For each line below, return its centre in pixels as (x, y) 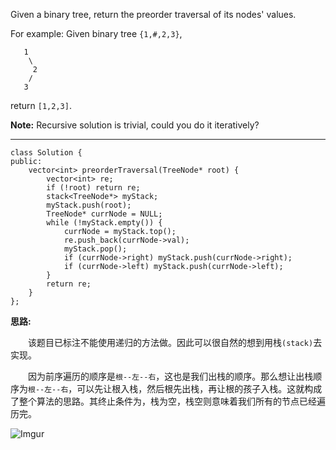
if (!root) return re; (93, 188)
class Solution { (46, 153)
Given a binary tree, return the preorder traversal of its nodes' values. (153, 14)
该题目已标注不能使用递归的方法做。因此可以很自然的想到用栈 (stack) (170, 342)
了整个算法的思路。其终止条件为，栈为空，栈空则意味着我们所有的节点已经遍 (168, 401)
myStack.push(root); (89, 205)
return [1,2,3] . (41, 105)
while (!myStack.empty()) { (104, 223)
